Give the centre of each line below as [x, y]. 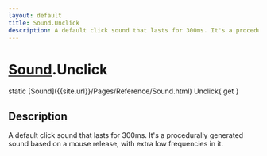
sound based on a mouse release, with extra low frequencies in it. [116, 144]
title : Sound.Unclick [44, 23]
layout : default [35, 15]
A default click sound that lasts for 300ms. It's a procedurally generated [126, 135]
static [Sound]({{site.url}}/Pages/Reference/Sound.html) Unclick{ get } [124, 91]
